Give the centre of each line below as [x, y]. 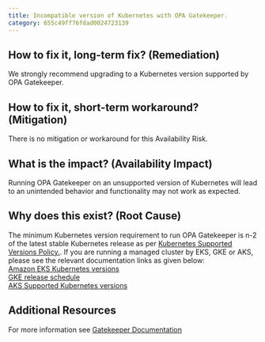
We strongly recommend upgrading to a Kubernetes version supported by [129, 74]
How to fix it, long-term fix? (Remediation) [114, 55]
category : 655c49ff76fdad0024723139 [68, 23]
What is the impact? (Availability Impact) [110, 163]
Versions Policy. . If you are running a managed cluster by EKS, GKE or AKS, [131, 252]
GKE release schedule [44, 277]
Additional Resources [62, 311]
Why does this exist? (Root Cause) [95, 216]
